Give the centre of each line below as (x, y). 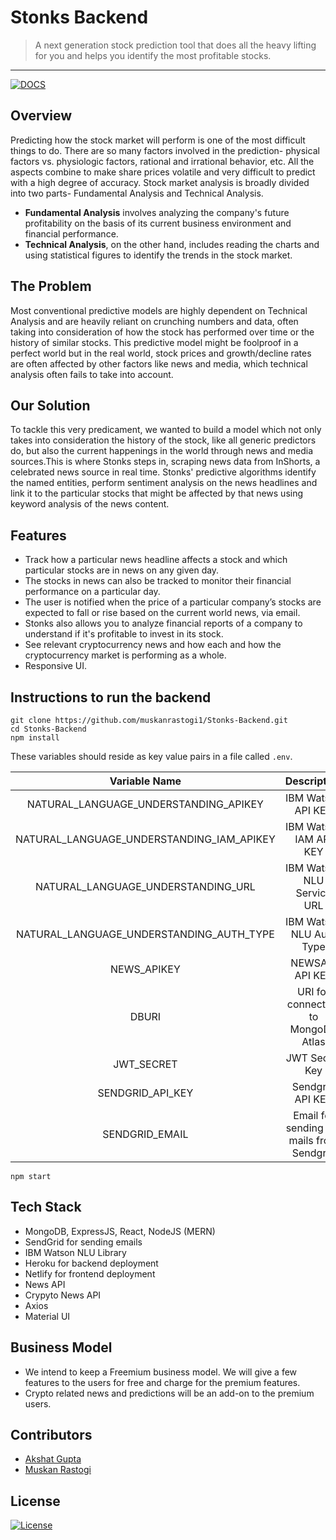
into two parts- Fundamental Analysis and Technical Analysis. (137, 193)
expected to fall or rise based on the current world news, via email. (162, 613)
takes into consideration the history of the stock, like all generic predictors (163, 440)
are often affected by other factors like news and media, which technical (159, 363)
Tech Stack (46, 1207)
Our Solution (50, 405)
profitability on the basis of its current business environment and (158, 223)
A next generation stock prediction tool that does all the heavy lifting (175, 45)
